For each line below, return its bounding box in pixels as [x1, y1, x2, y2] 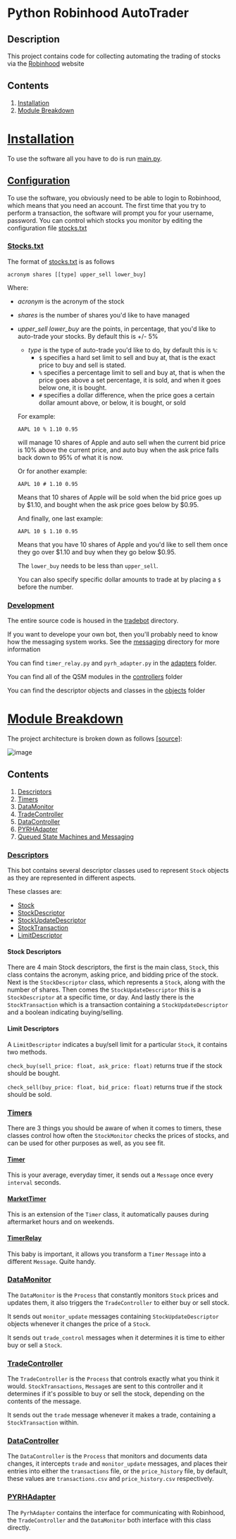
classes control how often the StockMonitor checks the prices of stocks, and [7, 1131, 229, 1139]
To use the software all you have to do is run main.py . [7, 154, 162, 163]
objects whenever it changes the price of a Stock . [7, 1319, 151, 1328]
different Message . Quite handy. [7, 1257, 97, 1265]
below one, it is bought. [38, 383, 107, 392]
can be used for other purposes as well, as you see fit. [7, 1139, 166, 1147]
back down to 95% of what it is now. [17, 453, 123, 461]
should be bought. [7, 1069, 61, 1077]
